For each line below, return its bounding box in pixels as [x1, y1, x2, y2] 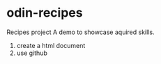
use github [16, 49, 48, 57]
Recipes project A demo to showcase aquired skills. [6, 28, 155, 36]
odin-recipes [6, 5, 83, 21]
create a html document [16, 41, 86, 49]
